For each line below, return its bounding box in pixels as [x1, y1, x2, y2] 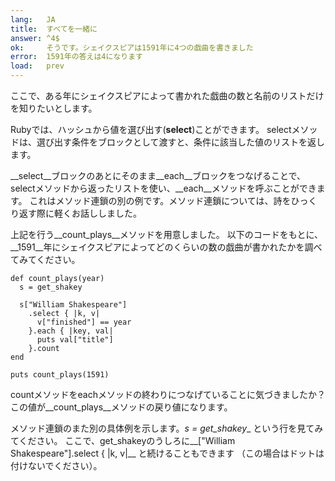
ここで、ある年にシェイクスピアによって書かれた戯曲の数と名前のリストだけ [10, 90, 325, 101]
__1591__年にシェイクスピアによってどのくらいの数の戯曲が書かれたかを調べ [10, 241, 323, 253]
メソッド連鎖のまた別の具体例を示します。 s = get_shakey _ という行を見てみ [10, 422, 324, 434]
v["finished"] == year [36, 317, 132, 327]
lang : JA [10, 14, 56, 25]
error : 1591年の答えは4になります [10, 52, 143, 62]
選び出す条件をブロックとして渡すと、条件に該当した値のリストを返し [36, 136, 326, 148]
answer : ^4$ [10, 33, 60, 43]
